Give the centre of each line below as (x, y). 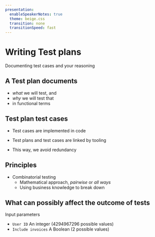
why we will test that (33, 98)
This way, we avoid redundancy (44, 150)
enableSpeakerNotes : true (36, 14)
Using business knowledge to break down (62, 187)
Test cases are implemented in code (49, 131)
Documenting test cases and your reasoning (50, 66)
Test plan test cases (36, 119)
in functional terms (31, 103)
